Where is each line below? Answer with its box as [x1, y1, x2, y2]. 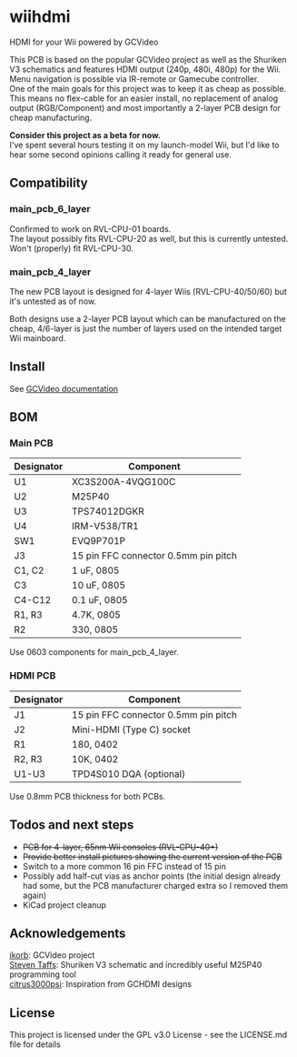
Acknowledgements [9, 925, 126, 941]
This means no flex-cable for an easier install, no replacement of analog [9, 93, 279, 104]
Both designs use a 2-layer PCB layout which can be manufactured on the [9, 313, 286, 324]
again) [22, 890, 47, 901]
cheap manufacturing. [9, 112, 93, 123]
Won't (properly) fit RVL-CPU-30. [9, 243, 134, 254]
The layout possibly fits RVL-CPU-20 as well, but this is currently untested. [9, 233, 289, 244]
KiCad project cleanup [22, 899, 107, 911]
